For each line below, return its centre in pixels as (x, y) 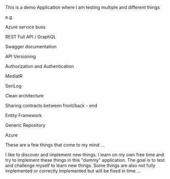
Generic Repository (25, 125)
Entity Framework (24, 115)
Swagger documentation (31, 47)
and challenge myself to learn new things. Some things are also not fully (80, 165)
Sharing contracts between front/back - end (51, 105)
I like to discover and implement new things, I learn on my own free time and (85, 155)
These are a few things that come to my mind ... (55, 145)
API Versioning (21, 56)
